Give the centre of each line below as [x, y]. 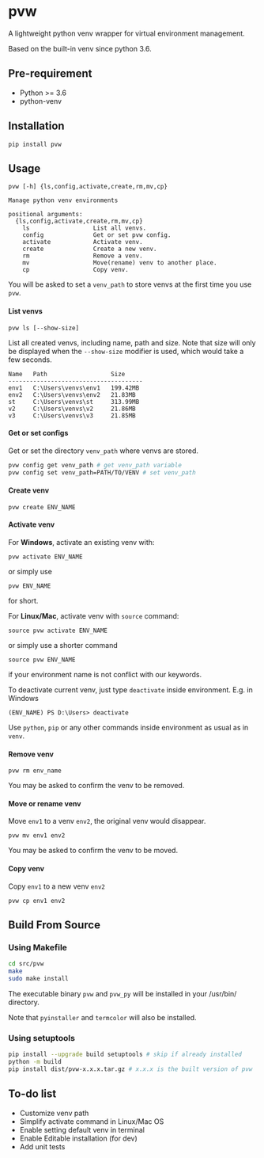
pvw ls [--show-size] [44, 328]
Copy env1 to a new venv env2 [57, 886]
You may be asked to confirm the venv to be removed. [96, 786]
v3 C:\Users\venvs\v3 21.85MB [72, 415]
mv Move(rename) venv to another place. [120, 263]
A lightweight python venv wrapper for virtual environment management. [126, 33]
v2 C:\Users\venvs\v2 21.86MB [72, 409]
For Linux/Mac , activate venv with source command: [94, 615]
